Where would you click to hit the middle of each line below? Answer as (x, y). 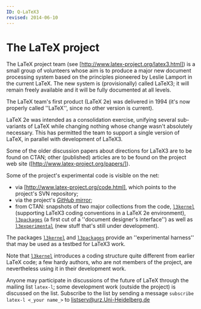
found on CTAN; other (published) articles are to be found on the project (96, 158)
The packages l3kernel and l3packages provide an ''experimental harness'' (100, 238)
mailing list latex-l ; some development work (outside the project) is (91, 287)
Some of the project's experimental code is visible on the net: (83, 176)
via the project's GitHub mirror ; (54, 200)
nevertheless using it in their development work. (66, 269)
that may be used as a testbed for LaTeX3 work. (66, 244)
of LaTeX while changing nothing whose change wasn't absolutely (110, 126)
